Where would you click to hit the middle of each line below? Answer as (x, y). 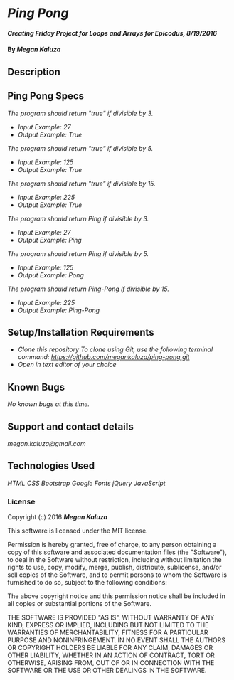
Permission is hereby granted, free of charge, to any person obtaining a (112, 545)
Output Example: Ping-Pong (59, 310)
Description (34, 71)
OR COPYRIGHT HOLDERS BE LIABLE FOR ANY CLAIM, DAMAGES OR (110, 648)
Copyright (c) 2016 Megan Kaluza (58, 517)
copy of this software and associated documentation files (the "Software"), (117, 552)
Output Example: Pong (50, 275)
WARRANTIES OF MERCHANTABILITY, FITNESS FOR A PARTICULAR (108, 633)
